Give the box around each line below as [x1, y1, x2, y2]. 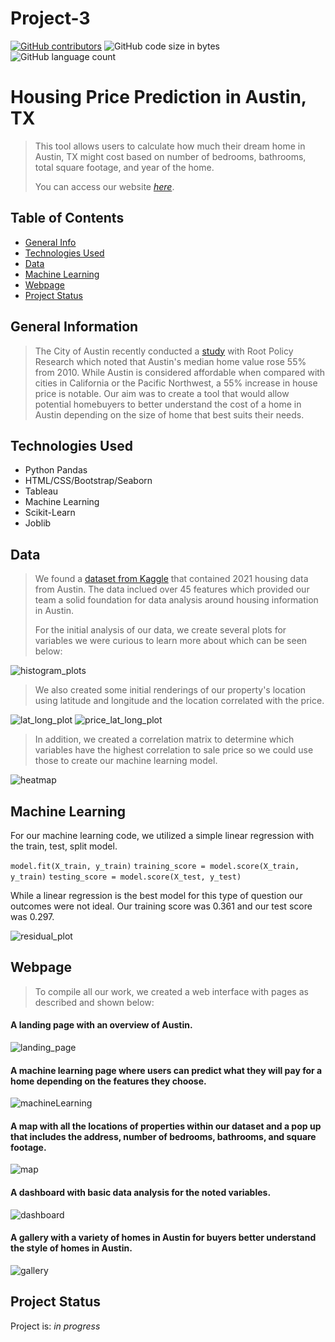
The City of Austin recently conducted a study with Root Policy [34, 345, 294, 357]
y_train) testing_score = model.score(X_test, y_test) [10, 872, 242, 882]
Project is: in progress [10, 1320, 101, 1332]
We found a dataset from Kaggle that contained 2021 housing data [34, 573, 309, 585]
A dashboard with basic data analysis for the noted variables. [10, 1186, 272, 1198]
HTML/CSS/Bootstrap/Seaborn [24, 475, 153, 487]
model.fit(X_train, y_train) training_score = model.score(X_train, [10, 861, 300, 871]
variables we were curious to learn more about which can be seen [34, 635, 308, 647]
